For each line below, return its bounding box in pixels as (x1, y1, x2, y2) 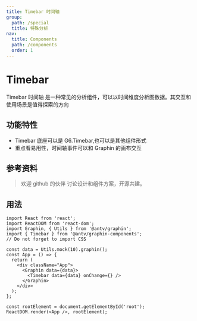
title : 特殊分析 (11, 25, 49, 32)
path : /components (11, 42, 58, 48)
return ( (11, 257, 33, 263)
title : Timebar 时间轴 (6, 8, 60, 15)
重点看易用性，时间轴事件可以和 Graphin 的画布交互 (14, 144, 142, 152)
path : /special (11, 20, 49, 26)
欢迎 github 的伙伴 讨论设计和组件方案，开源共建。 (20, 180, 146, 187)
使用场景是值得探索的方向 (6, 100, 69, 108)
